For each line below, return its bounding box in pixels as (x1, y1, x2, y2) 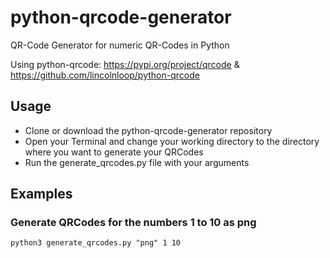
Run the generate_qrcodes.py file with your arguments (24, 156, 250, 168)
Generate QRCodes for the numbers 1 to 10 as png (10, 216, 257, 230)
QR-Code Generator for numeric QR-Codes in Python (10, 39, 230, 51)
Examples (10, 186, 73, 203)
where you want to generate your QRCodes (24, 146, 204, 158)
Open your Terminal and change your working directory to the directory (24, 135, 320, 147)
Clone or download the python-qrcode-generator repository (24, 124, 273, 136)
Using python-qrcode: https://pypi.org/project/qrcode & (10, 58, 240, 70)
